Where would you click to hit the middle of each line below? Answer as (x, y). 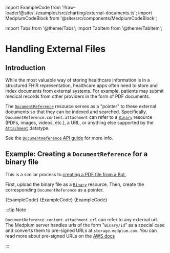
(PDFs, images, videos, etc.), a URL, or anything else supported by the (79, 123)
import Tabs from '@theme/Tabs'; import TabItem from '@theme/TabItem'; (84, 28)
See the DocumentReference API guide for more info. (59, 138)
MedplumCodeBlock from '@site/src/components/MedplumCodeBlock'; (81, 18)
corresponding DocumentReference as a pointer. (55, 189)
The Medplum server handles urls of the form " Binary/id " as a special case (85, 225)
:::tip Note (16, 209)
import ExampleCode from (33, 7)
